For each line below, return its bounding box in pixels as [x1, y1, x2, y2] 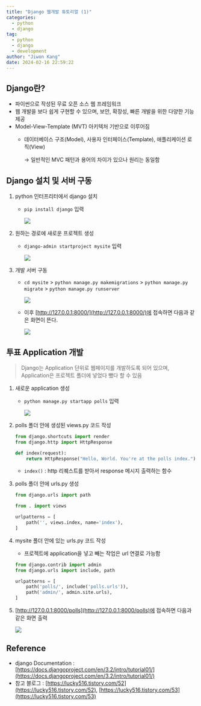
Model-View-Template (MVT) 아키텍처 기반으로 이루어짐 [14, 123, 150, 130]
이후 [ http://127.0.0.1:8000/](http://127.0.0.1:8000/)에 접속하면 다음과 [23, 309, 188, 316]
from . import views [14, 503, 67, 509]
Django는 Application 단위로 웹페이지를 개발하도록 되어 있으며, [20, 364, 170, 371]
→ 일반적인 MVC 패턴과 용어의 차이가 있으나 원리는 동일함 [23, 156, 160, 164]
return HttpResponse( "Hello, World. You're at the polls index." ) [26, 456, 196, 462]
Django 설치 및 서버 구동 [6, 176, 92, 186]
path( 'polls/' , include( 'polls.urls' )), [26, 584, 129, 590]
